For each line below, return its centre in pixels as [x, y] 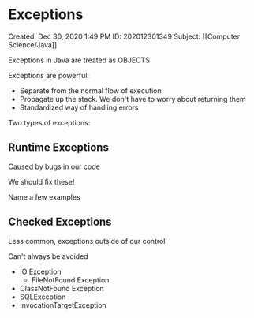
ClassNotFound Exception [62, 288]
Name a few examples [44, 197]
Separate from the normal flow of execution [90, 90]
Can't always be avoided [48, 256]
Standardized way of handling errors [79, 107]
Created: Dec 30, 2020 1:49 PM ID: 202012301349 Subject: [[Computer [124, 36]
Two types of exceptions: [49, 122]
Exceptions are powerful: [49, 75]
